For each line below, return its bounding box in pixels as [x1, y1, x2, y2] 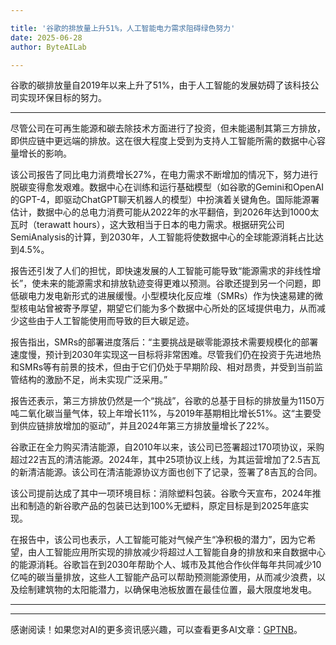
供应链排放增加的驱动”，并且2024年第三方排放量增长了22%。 [18, 420, 275, 432]
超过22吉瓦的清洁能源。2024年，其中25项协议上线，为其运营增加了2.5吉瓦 [10, 454, 321, 466]
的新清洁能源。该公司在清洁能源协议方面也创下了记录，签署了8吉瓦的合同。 [10, 466, 323, 478]
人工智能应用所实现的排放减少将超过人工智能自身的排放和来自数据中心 [36, 546, 326, 558]
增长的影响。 [18, 147, 72, 160]
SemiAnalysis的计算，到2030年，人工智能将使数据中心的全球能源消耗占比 [10, 231, 315, 243]
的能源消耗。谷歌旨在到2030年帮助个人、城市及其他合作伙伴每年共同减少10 [10, 559, 322, 571]
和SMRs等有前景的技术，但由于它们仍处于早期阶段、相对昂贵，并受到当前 [10, 361, 315, 373]
